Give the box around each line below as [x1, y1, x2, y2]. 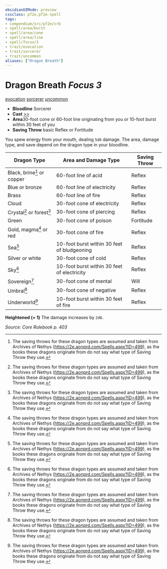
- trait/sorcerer [5, 49, 41, 54]
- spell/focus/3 [5, 40, 39, 45]
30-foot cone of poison [56, 217, 112, 224]
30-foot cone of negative [56, 287, 116, 294]
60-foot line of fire [56, 192, 100, 199]
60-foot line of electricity [56, 184, 116, 191]
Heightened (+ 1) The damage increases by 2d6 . [5, 314, 104, 320]
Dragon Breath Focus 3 [5, 80, 102, 91]
